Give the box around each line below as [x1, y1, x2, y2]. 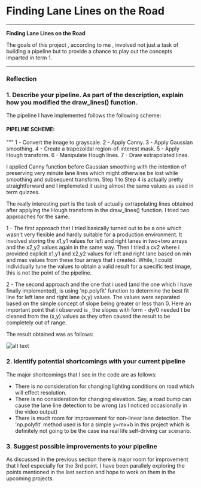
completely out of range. [6, 319, 67, 326]
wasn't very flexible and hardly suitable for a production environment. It [6, 231, 182, 238]
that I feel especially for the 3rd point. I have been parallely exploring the [6, 462, 185, 469]
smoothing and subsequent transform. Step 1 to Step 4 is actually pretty [6, 176, 184, 183]
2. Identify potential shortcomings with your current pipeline [6, 357, 185, 366]
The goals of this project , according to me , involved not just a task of [6, 41, 179, 49]
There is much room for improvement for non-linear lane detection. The [14, 414, 191, 421]
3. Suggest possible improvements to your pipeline [6, 442, 157, 450]
